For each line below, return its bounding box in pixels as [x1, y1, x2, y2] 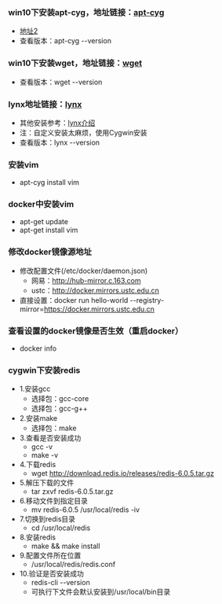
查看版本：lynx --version [19, 138, 100, 147]
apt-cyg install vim [19, 178, 80, 187]
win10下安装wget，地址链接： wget [8, 57, 143, 68]
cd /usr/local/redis [31, 523, 91, 532]
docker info [19, 344, 57, 353]
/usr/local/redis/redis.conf [31, 560, 116, 569]
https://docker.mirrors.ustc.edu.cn [43, 304, 155, 314]
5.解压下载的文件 [19, 478, 75, 488]
